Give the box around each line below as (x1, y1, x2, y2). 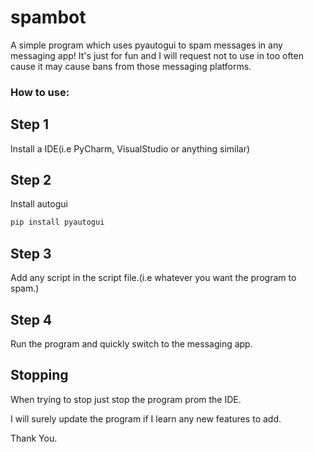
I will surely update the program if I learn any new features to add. (10, 412, 282, 425)
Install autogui (10, 198, 68, 210)
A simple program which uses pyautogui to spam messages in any (10, 39, 283, 51)
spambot (10, 6, 87, 29)
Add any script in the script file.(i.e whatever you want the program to (10, 272, 297, 284)
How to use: (10, 85, 70, 99)
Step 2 (10, 172, 52, 189)
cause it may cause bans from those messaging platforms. (10, 60, 252, 72)
